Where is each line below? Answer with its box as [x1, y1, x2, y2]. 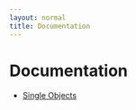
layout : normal [9, 13, 67, 23]
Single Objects [22, 90, 77, 101]
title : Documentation [9, 22, 91, 31]
